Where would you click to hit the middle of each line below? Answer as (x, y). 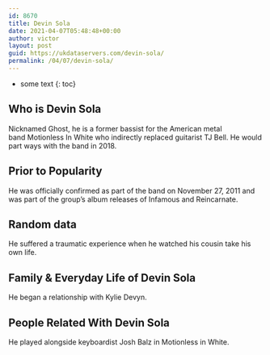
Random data (42, 224)
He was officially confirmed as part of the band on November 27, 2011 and (132, 190)
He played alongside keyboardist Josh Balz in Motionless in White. (119, 342)
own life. (23, 253)
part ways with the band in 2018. (63, 145)
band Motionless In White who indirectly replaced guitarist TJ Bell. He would (135, 137)
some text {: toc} (48, 84)
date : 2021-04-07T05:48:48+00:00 (65, 31)
